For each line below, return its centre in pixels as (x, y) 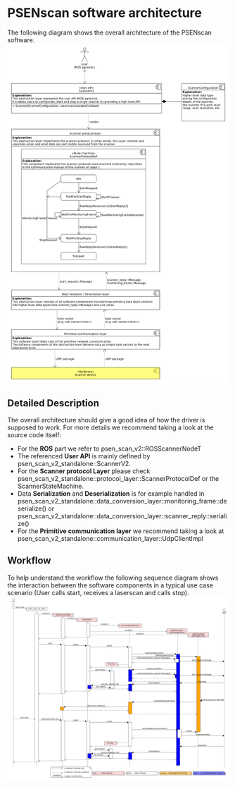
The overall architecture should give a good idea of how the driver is (106, 420)
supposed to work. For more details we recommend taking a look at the (110, 427)
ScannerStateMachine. (51, 486)
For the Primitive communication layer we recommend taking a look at (121, 531)
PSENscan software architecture (104, 13)
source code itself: (34, 435)
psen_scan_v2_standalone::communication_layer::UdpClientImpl (110, 539)
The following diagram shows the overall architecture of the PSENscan (110, 32)
